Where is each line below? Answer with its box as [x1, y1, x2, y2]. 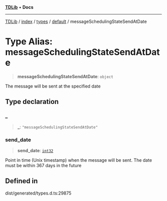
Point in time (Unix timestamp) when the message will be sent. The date [5, 157, 153, 163]
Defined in [5, 177, 38, 186]
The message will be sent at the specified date [5, 83, 101, 89]
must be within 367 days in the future [5, 162, 82, 168]
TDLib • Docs [5, 4, 34, 10]
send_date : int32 [17, 147, 54, 153]
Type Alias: [5, 36, 53, 47]
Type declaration [5, 98, 59, 106]
